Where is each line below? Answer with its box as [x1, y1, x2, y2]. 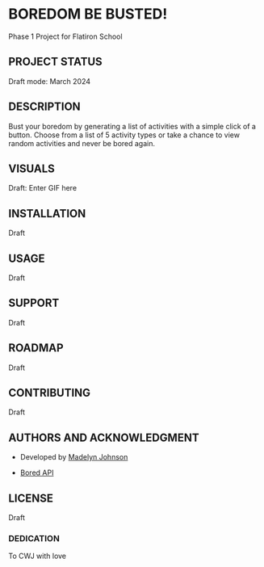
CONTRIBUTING [8, 386, 91, 400]
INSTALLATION [8, 207, 86, 220]
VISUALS [8, 162, 55, 175]
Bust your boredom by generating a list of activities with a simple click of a [8, 121, 257, 131]
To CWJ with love [8, 551, 67, 561]
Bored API [19, 468, 54, 477]
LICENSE [8, 491, 54, 505]
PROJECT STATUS [8, 55, 103, 69]
